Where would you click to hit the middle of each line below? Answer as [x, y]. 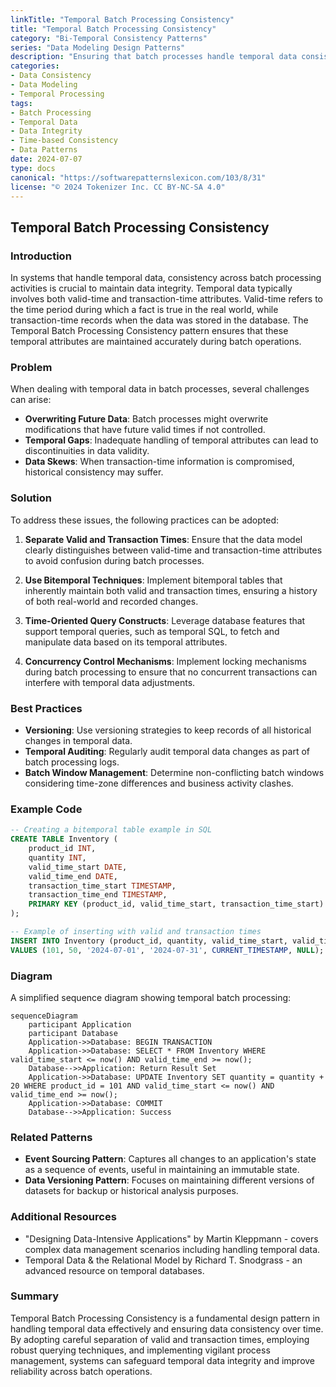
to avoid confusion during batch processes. [114, 560]
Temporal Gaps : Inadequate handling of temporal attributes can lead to [171, 440]
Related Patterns [51, 1137]
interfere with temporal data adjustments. [110, 682]
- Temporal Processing [57, 94]
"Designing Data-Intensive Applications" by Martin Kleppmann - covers [171, 1238]
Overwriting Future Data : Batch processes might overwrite [146, 419]
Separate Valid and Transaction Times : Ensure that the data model [163, 539]
